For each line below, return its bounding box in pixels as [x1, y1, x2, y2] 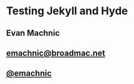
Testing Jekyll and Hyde [6, 4, 128, 18]
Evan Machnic [6, 28, 60, 38]
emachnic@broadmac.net [6, 48, 105, 58]
